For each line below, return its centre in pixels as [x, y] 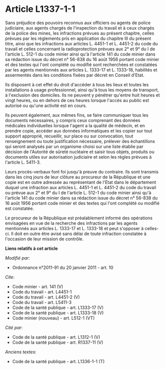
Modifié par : [18, 258]
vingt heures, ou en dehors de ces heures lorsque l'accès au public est [77, 100]
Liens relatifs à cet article [32, 248]
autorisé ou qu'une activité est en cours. [46, 105]
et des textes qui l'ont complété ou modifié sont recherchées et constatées [81, 65]
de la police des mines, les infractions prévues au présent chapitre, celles [80, 33]
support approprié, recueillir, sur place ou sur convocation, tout [69, 136]
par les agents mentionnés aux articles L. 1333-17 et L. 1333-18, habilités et [81, 69]
